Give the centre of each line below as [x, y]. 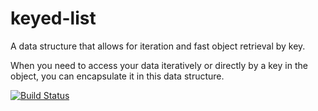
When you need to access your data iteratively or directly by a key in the [159, 65]
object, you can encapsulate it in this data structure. [117, 76]
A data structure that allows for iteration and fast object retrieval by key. [158, 46]
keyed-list [53, 18]
